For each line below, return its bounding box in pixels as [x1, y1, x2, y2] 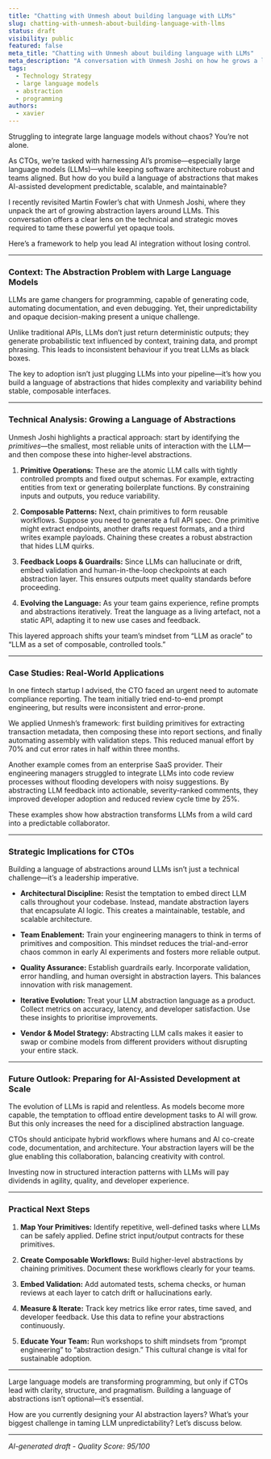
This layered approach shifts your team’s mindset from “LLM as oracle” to [8, 631, 252, 641]
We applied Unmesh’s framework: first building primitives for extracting [8, 718, 245, 728]
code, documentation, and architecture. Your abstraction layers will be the [8, 1143, 255, 1153]
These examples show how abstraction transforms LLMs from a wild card [8, 809, 252, 819]
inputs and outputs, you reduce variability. [19, 490, 161, 501]
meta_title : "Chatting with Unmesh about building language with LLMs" [8, 49, 254, 57]
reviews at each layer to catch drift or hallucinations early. [19, 1288, 213, 1297]
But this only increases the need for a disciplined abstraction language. [8, 1119, 244, 1129]
